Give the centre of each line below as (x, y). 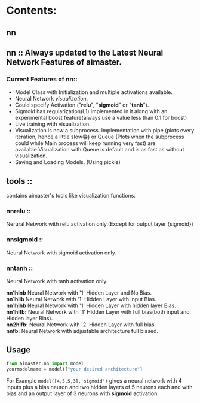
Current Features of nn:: (42, 79)
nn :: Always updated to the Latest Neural (85, 52)
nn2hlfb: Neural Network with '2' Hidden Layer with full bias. (81, 325)
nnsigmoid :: (25, 240)
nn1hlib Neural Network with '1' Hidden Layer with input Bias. (81, 299)
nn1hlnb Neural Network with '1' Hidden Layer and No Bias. (79, 293)
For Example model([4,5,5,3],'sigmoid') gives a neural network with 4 (94, 380)
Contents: (31, 10)
